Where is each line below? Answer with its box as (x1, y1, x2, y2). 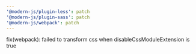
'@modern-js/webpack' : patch (6, 20, 79, 26)
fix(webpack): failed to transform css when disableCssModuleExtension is (6, 36, 190, 43)
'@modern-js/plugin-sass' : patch (6, 14, 90, 20)
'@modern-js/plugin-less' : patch (6, 8, 90, 15)
